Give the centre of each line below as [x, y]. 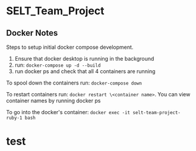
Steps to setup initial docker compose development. [70, 47]
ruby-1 [14, 118]
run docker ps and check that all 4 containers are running [85, 71]
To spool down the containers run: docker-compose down [74, 83]
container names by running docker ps [53, 100]
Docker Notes [32, 33]
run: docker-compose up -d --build [58, 65]
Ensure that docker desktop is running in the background [84, 59]
